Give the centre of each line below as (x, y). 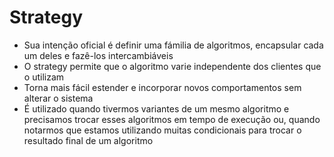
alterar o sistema (58, 98)
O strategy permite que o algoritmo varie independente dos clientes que (172, 66)
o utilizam (44, 77)
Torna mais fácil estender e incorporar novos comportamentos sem (162, 87)
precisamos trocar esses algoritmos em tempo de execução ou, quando (172, 119)
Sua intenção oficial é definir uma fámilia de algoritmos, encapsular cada (173, 45)
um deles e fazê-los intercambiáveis (98, 55)
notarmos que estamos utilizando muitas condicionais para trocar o (162, 130)
